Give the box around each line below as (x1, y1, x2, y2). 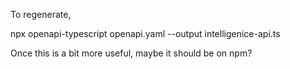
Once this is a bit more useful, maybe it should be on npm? (10, 47, 253, 59)
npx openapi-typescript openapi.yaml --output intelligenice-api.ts (10, 28, 281, 39)
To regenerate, (10, 9, 72, 20)
